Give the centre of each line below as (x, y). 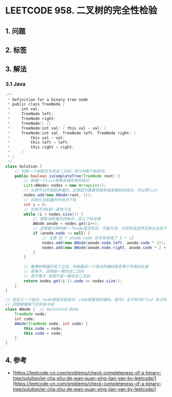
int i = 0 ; (35, 204)
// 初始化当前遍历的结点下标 (50, 200)
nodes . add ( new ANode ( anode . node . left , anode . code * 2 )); (104, 243)
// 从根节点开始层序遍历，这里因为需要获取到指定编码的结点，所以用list (91, 191)
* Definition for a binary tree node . (49, 100)
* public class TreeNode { (36, 104)
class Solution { (24, 166)
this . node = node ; (43, 328)
